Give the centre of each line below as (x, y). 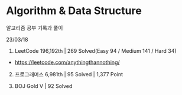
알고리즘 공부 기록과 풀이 (35, 28)
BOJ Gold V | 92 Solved (43, 86)
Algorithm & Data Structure (74, 11)
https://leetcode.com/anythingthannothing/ (67, 62)
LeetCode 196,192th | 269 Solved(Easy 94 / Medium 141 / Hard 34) (95, 50)
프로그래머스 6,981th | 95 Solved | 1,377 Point (69, 74)
